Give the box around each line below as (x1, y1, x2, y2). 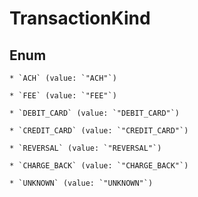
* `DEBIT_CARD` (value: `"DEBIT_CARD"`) (9, 108, 181, 118)
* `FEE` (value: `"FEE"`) (9, 91, 117, 101)
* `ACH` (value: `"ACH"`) (9, 73, 117, 83)
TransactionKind (9, 7, 151, 30)
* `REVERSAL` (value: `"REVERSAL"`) (9, 143, 162, 153)
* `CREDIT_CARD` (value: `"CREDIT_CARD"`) (9, 126, 189, 136)
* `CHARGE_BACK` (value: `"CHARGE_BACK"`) (9, 161, 189, 171)
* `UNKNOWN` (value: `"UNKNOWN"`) (9, 178, 154, 188)
